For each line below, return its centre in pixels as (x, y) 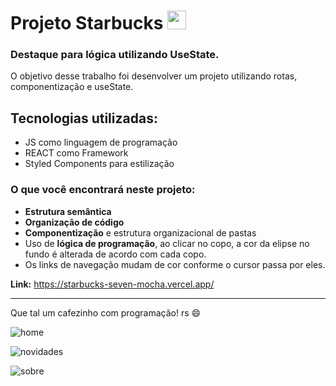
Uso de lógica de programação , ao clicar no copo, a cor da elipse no (167, 243)
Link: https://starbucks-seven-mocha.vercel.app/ (112, 284)
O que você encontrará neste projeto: (103, 190)
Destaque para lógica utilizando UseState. (115, 55)
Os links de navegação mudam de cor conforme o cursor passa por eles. (175, 264)
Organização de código (74, 222)
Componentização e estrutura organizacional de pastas (140, 232)
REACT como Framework (76, 153)
